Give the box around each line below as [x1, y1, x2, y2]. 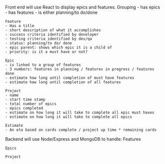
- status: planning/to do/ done [5, 41, 72, 46]
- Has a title [5, 23, 35, 28]
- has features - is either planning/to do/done [5, 9, 98, 15]
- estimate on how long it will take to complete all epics [5, 114, 133, 119]
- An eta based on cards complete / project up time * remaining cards [5, 127, 157, 132]
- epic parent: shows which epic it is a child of [5, 45, 112, 50]
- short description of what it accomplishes [5, 28, 101, 33]
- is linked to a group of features [5, 62, 81, 67]
